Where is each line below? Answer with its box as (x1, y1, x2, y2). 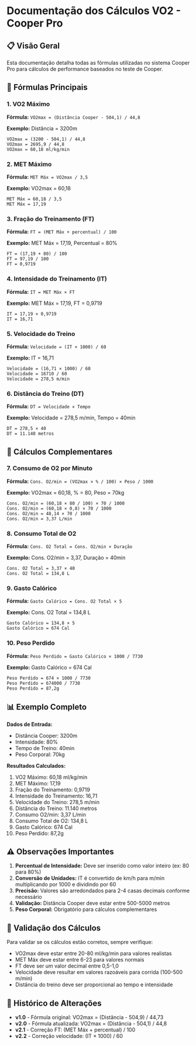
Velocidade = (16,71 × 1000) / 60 (6, 365, 91, 371)
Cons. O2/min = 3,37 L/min (6, 516, 73, 522)
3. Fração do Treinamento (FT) (6, 214, 95, 223)
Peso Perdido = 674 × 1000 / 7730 (6, 675, 91, 681)
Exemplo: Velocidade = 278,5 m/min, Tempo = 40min (6, 414, 136, 421)
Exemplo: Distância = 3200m (6, 125, 78, 132)
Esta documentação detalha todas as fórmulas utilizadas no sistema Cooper (6, 59, 190, 66)
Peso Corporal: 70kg (15, 751, 65, 758)
